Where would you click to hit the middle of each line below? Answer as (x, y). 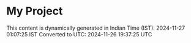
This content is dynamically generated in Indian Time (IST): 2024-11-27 (96, 28)
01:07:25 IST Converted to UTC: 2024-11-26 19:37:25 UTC (79, 34)
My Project (35, 11)
